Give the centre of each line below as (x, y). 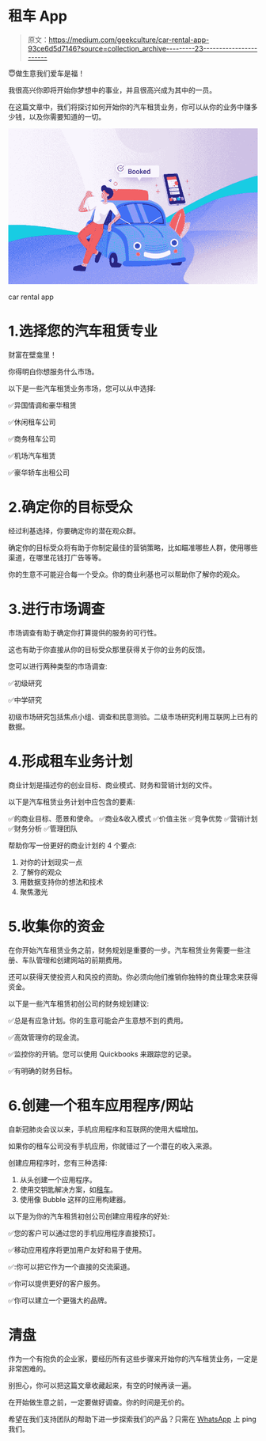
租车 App (38, 16)
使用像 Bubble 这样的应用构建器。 (75, 1199)
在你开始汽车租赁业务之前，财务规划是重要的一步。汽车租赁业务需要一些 (126, 950)
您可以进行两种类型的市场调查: (58, 666)
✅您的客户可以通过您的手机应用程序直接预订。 (84, 1233)
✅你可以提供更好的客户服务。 (56, 1284)
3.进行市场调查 (57, 609)
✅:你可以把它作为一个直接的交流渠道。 (71, 1266)
